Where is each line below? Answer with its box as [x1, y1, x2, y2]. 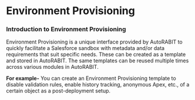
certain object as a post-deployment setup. [6, 87, 110, 95]
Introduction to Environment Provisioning [6, 25, 126, 34]
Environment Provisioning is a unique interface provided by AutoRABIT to [6, 38, 183, 45]
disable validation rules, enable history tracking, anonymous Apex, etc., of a [6, 81, 190, 88]
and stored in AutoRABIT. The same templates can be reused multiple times [6, 57, 189, 64]
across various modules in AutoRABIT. [6, 64, 99, 71]
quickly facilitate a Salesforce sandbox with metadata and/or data [6, 45, 165, 52]
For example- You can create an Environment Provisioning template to [6, 75, 176, 82]
